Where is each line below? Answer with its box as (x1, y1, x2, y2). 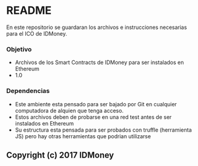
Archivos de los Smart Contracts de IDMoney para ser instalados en (14, 59, 184, 66)
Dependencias (6, 87, 50, 95)
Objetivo (6, 45, 32, 53)
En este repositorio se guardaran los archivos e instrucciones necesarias (6, 24, 187, 31)
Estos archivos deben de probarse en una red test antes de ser (14, 113, 172, 121)
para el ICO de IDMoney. (6, 30, 68, 37)
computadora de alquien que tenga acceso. (14, 107, 124, 114)
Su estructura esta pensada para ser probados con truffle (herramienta (14, 126, 192, 133)
